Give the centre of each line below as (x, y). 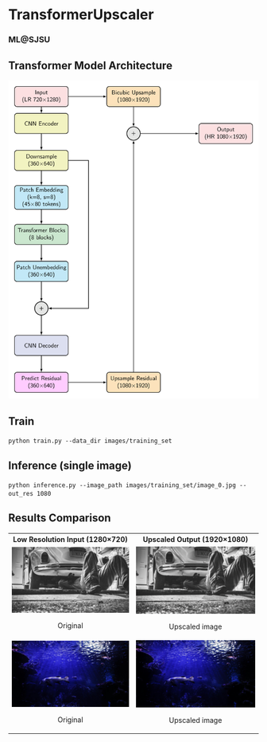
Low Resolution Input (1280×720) (71, 540)
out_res (21, 494)
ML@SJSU (29, 40)
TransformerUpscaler (81, 15)
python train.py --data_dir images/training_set (90, 441)
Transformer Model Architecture (91, 65)
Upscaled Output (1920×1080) (195, 540)
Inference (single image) (70, 465)
